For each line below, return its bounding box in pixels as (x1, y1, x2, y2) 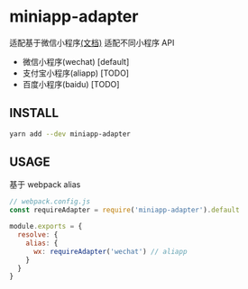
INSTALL (9, 105, 60, 121)
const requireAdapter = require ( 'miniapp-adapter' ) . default (9, 205, 241, 215)
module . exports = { (9, 222, 83, 231)
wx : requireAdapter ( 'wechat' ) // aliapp (32, 247, 188, 256)
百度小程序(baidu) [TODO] (22, 78, 120, 89)
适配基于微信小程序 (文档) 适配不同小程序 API (9, 37, 175, 48)
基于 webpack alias (9, 179, 81, 190)
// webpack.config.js (9, 197, 91, 206)
